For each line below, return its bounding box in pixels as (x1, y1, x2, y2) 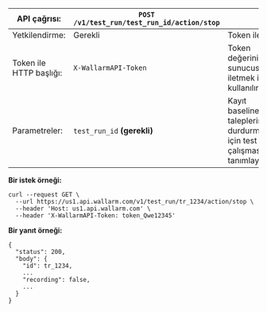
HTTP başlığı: (12, 68, 63, 78)
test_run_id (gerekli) (73, 125, 153, 136)
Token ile (12, 57, 46, 68)
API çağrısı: (17, 14, 61, 24)
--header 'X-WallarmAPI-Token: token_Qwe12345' (15, 212, 176, 220)
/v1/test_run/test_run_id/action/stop (73, 18, 220, 27)
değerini (227, 53, 259, 63)
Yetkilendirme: (12, 29, 66, 41)
